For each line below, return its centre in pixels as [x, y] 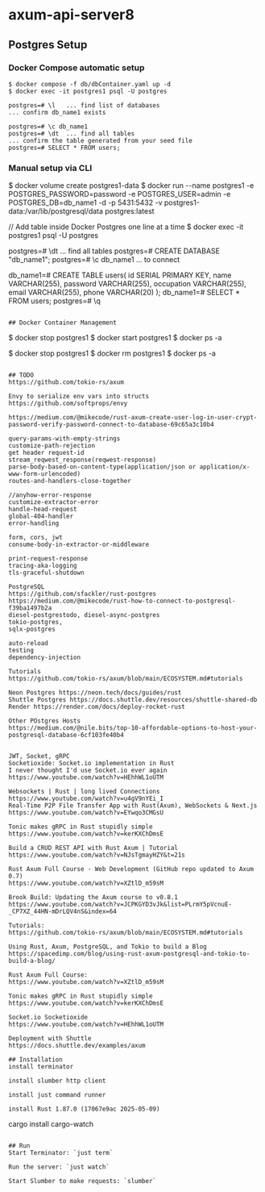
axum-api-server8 [71, 15]
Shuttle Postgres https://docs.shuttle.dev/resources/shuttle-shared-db [133, 700]
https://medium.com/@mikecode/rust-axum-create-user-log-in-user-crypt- [133, 418]
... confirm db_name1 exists [57, 112]
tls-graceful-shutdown [46, 573]
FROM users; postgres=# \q [54, 301]
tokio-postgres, [35, 623]
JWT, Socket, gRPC [39, 756]
